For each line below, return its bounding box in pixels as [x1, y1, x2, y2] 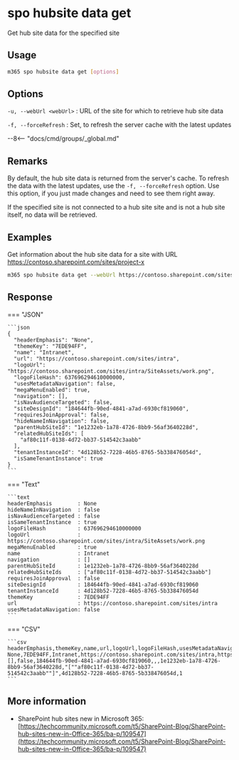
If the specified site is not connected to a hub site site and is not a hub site [7, 203, 225, 212]
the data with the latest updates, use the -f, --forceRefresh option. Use [7, 182, 220, 190]
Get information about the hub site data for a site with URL [7, 250, 178, 259]
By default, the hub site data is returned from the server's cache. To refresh [7, 174, 229, 183]
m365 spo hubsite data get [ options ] [7, 68, 119, 76]
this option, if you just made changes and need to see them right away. [7, 189, 216, 197]
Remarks [7, 155, 48, 167]
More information [7, 695, 87, 707]
